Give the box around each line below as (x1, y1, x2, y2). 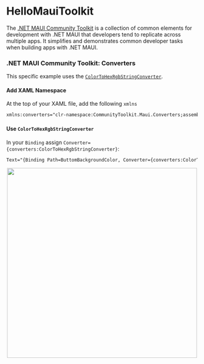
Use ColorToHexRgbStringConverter (6, 125, 94, 132)
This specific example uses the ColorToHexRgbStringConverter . (6, 73, 163, 80)
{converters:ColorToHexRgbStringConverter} (6, 146, 118, 153)
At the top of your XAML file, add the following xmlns (6, 100, 138, 108)
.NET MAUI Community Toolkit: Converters (6, 59, 136, 67)
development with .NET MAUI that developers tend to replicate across (6, 30, 181, 38)
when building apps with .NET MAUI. (6, 44, 98, 51)
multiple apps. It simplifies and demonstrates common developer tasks (6, 37, 183, 44)
